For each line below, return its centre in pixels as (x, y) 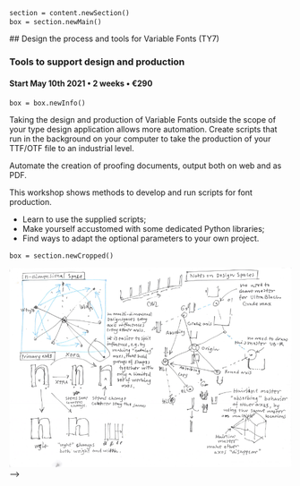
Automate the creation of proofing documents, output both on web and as (146, 166)
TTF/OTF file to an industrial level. (72, 149)
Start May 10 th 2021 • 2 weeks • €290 (81, 83)
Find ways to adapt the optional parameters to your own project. (141, 239)
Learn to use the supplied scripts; (84, 219)
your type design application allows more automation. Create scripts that (143, 130)
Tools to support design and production (97, 62)
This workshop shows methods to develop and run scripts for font (131, 192)
